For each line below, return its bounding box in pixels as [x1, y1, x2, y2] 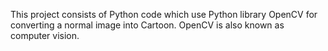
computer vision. [10, 30, 80, 41]
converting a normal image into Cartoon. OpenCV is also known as [10, 19, 285, 31]
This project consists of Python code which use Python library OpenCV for [10, 9, 318, 20]
